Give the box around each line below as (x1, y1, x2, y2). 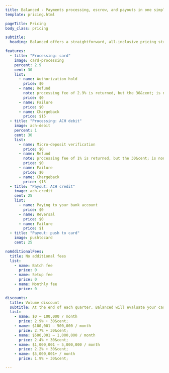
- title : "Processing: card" (10, 53, 71, 58)
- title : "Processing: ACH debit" (10, 118, 82, 123)
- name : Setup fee (14, 272, 53, 278)
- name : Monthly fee (14, 282, 57, 287)
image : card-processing (14, 58, 64, 63)
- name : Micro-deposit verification (18, 142, 96, 147)
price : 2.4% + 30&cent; (18, 337, 69, 342)
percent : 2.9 (14, 62, 42, 68)
